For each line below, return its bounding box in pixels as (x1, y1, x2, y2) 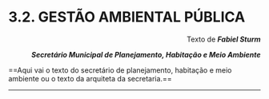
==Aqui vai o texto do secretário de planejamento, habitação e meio (8, 65, 232, 75)
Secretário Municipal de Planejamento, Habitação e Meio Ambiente (30, 49, 261, 59)
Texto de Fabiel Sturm (187, 34, 261, 44)
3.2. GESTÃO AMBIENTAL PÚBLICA (8, 8, 246, 26)
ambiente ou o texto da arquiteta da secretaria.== (8, 73, 172, 83)
